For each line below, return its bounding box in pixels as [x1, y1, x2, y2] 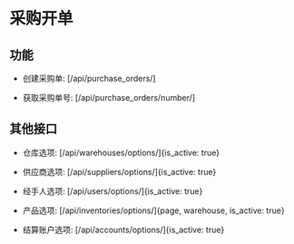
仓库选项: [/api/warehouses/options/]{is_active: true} [22, 147, 220, 158]
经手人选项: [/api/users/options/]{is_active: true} [22, 185, 203, 196]
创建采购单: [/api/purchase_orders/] [22, 73, 156, 83]
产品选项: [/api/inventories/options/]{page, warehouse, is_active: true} [22, 205, 285, 216]
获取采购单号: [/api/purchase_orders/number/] [22, 93, 196, 102]
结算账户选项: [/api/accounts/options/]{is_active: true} [22, 224, 225, 235]
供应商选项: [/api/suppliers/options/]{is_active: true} [22, 166, 217, 177]
